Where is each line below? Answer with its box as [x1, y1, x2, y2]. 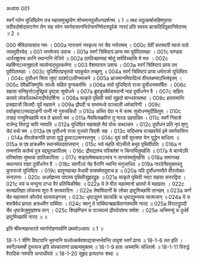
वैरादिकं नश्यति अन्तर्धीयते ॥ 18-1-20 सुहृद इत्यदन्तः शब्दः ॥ [6, 250, 119, 257]
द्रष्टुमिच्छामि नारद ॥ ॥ [6, 214, 48, 220]
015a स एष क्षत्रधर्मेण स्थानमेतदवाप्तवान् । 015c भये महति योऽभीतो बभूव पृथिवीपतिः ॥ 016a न [6, 141, 182, 147]
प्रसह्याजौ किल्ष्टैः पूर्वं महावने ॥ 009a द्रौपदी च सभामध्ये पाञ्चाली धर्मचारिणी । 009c [6, 101, 161, 108]
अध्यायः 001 [6, 5, 30, 12]
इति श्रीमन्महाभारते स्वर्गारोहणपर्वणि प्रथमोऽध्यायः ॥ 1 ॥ [6, 225, 103, 232]
